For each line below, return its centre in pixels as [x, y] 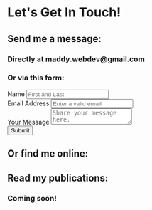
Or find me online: [48, 154]
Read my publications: [58, 178]
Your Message [28, 122]
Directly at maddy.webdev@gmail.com [76, 59]
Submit [20, 130]
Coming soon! [32, 198]
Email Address [28, 103]
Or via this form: [36, 78]
